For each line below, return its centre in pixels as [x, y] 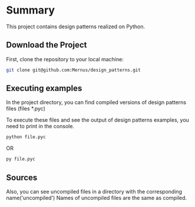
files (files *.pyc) [26, 109]
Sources [22, 177]
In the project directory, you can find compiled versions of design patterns [96, 102]
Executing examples [44, 89]
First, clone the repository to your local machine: [65, 59]
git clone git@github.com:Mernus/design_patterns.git [74, 70]
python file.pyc [26, 137]
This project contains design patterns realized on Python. [76, 26]
